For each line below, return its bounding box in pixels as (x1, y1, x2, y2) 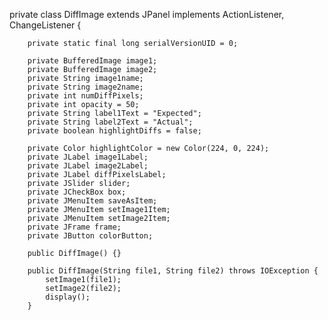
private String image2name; (27, 82, 144, 92)
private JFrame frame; (27, 222, 122, 232)
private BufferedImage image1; (27, 56, 158, 66)
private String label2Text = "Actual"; (27, 117, 194, 127)
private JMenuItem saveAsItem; (27, 196, 158, 206)
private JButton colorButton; (27, 231, 154, 241)
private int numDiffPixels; (27, 91, 144, 101)
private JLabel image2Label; (27, 161, 149, 171)
